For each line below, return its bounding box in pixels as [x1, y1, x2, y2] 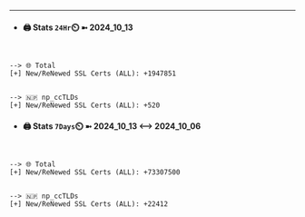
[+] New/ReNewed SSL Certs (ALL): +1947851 [9, 69, 177, 78]
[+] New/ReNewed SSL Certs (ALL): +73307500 [9, 168, 181, 177]
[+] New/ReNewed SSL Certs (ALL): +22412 [9, 200, 169, 209]
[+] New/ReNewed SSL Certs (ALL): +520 [9, 101, 161, 110]
